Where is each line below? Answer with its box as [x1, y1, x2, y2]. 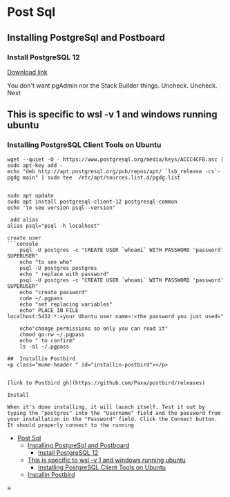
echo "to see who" [19, 258, 73, 266]
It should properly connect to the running [7, 422, 135, 429]
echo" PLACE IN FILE [19, 306, 79, 314]
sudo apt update [7, 192, 54, 199]
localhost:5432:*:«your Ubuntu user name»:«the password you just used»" [7, 313, 224, 320]
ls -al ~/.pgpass [19, 343, 70, 350]
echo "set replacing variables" [19, 301, 113, 308]
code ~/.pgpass [19, 295, 64, 302]
